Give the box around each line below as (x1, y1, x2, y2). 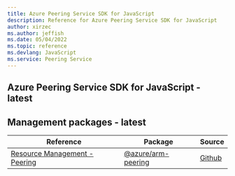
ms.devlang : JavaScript (7, 50, 77, 57)
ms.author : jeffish (7, 29, 64, 37)
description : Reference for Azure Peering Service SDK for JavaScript (7, 17, 218, 24)
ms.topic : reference (7, 43, 68, 50)
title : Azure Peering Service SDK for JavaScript (7, 10, 155, 17)
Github (199, 153, 222, 163)
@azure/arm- (123, 148, 170, 158)
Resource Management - (10, 148, 94, 158)
